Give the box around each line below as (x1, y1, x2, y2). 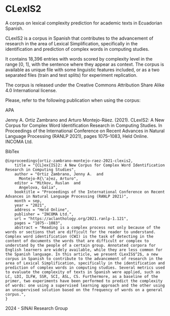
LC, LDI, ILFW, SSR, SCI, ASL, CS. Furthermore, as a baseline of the (5, 274, 158, 279)
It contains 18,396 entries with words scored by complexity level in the (5, 55, 153, 62)
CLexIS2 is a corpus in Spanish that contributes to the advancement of (5, 35, 154, 41)
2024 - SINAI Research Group (5, 305, 68, 311)
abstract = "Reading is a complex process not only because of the (14, 225, 160, 230)
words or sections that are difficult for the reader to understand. (5, 229, 156, 235)
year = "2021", (14, 203, 47, 208)
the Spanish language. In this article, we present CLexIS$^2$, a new (5, 251, 158, 257)
